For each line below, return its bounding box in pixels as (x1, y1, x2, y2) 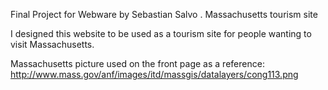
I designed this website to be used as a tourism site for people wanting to (10, 28, 312, 39)
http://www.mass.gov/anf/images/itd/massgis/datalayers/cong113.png (10, 69, 299, 80)
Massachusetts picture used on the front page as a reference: (10, 58, 265, 69)
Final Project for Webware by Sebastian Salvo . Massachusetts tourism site (10, 9, 318, 20)
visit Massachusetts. (10, 39, 95, 50)
